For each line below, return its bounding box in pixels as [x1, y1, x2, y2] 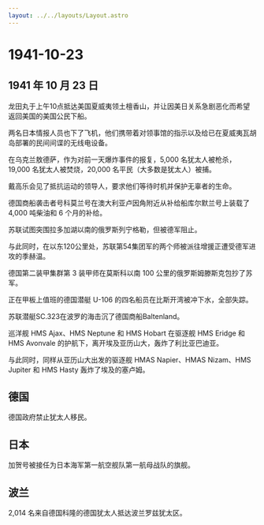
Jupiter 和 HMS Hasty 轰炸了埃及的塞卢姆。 [8, 365, 150, 374]
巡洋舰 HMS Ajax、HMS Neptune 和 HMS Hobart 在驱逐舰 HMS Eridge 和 [8, 328, 246, 338]
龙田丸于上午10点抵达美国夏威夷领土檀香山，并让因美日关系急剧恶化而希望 [8, 101, 251, 111]
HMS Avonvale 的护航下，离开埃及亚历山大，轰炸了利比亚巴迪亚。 [8, 338, 223, 347]
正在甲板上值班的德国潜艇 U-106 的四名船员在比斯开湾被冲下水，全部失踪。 [8, 294, 253, 304]
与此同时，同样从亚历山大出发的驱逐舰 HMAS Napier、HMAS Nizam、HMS [8, 354, 251, 364]
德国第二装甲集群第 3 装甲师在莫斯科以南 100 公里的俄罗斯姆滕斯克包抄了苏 [8, 268, 253, 277]
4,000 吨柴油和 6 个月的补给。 [8, 208, 107, 217]
